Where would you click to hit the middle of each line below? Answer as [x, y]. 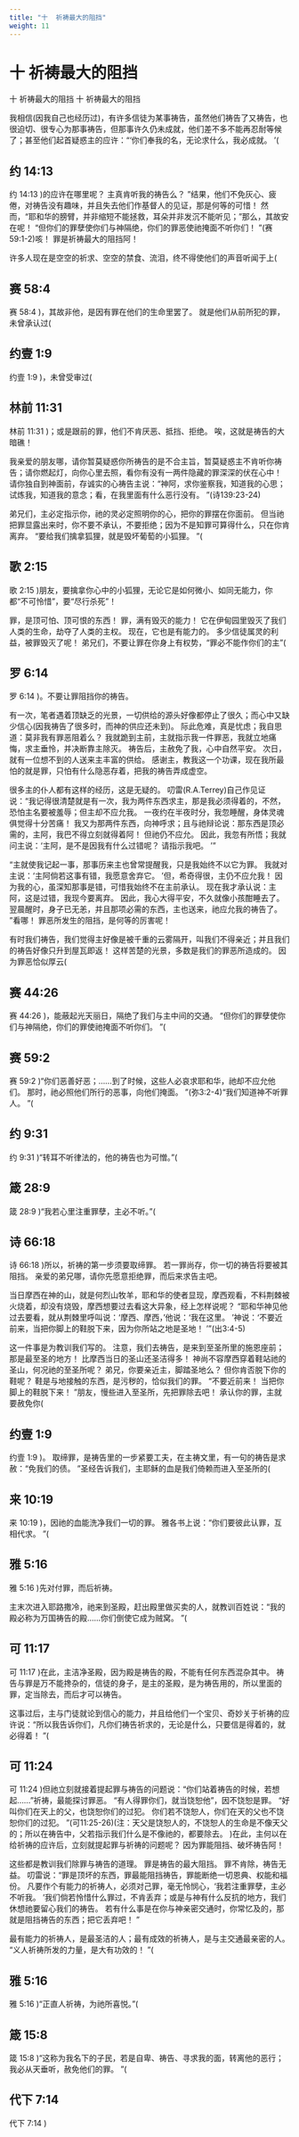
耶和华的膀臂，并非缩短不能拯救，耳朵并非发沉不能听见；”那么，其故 [155, 217]
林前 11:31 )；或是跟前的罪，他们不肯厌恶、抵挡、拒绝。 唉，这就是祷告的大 [147, 431]
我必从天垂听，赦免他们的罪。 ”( [68, 2069]
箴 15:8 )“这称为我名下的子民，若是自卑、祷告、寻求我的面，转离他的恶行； [147, 2058]
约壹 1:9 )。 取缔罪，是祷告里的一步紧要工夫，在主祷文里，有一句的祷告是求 [148, 1458]
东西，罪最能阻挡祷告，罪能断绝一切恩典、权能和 [190, 1876]
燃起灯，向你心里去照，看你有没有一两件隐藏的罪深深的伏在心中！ [161, 472]
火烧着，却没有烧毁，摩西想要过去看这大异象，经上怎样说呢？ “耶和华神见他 [149, 1306]
